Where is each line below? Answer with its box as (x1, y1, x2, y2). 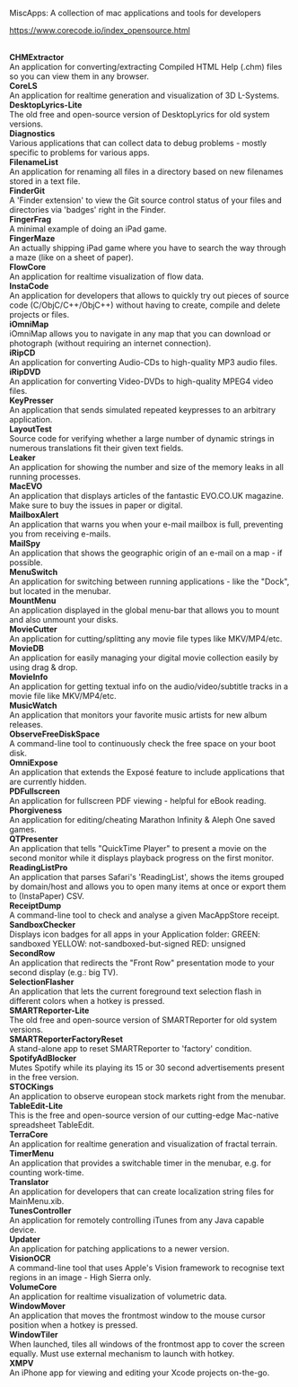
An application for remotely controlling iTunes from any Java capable (9, 1215, 265, 1226)
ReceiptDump (9, 901, 62, 911)
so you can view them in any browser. (9, 71, 150, 82)
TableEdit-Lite (9, 1101, 64, 1111)
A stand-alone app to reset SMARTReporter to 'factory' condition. (9, 1043, 252, 1053)
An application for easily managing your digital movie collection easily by (9, 652, 279, 663)
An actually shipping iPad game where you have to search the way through (9, 242, 286, 253)
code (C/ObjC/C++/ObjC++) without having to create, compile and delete (9, 300, 281, 310)
